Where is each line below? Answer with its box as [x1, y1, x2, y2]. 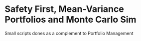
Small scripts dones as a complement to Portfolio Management [4, 30, 134, 36]
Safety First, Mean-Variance [4, 3, 124, 15]
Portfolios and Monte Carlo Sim [4, 14, 137, 25]
